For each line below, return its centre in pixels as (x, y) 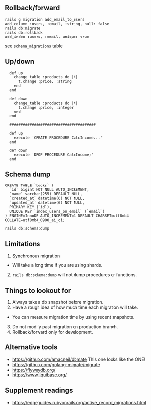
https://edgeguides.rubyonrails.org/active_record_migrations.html (79, 402)
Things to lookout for (38, 290)
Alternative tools (31, 347)
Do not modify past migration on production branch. (65, 327)
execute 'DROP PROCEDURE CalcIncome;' (54, 155)
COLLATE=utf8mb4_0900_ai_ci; (35, 220)
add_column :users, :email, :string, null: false (57, 24)
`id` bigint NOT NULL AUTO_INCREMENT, (50, 190)
